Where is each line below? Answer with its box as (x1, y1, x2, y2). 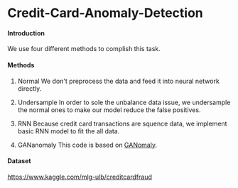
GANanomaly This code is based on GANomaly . (17, 140, 158, 149)
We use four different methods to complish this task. (7, 45, 161, 53)
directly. (17, 84, 42, 93)
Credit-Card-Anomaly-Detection (7, 5, 204, 21)
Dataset (7, 157, 31, 165)
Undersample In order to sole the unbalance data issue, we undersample (17, 98, 231, 106)
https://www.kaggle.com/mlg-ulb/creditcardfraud (7, 172, 153, 181)
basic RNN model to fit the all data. (17, 126, 120, 136)
